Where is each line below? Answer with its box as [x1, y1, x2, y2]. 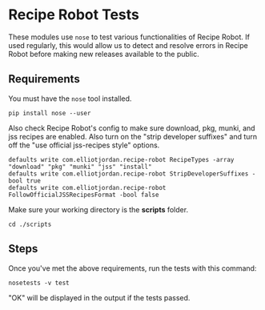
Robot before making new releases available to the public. [8, 49, 199, 58]
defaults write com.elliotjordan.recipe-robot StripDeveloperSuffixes [8, 170, 249, 178]
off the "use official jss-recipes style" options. [8, 140, 160, 150]
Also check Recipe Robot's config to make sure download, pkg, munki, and [8, 123, 255, 133]
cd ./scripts [8, 220, 52, 228]
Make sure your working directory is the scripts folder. [8, 204, 189, 214]
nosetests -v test [8, 279, 70, 287]
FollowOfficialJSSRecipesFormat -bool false [8, 191, 159, 199]
